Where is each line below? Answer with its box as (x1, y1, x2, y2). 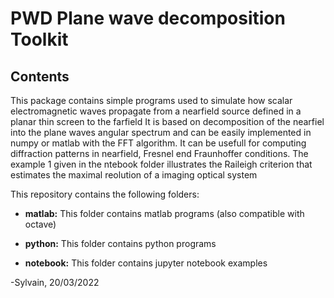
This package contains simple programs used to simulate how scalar (10, 95, 293, 106)
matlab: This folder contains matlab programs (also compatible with (24, 208, 305, 219)
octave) (24, 218, 57, 230)
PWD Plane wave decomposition (10, 7, 286, 30)
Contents (10, 68, 70, 85)
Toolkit (10, 28, 69, 51)
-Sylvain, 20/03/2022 (10, 277, 100, 288)
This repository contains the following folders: (10, 188, 200, 200)
